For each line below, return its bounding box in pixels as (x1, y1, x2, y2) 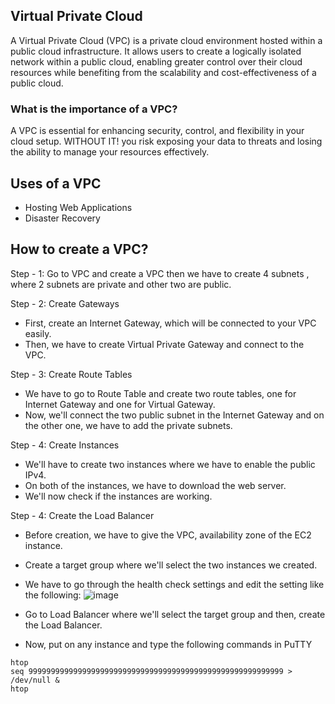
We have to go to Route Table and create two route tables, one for (24, 387, 297, 399)
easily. (24, 327, 52, 339)
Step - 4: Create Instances (10, 439, 120, 451)
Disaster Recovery (24, 212, 101, 224)
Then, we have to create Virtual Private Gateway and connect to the (24, 338, 305, 350)
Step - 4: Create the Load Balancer (10, 509, 155, 521)
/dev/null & (10, 675, 60, 685)
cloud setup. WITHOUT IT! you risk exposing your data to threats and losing (10, 135, 323, 148)
